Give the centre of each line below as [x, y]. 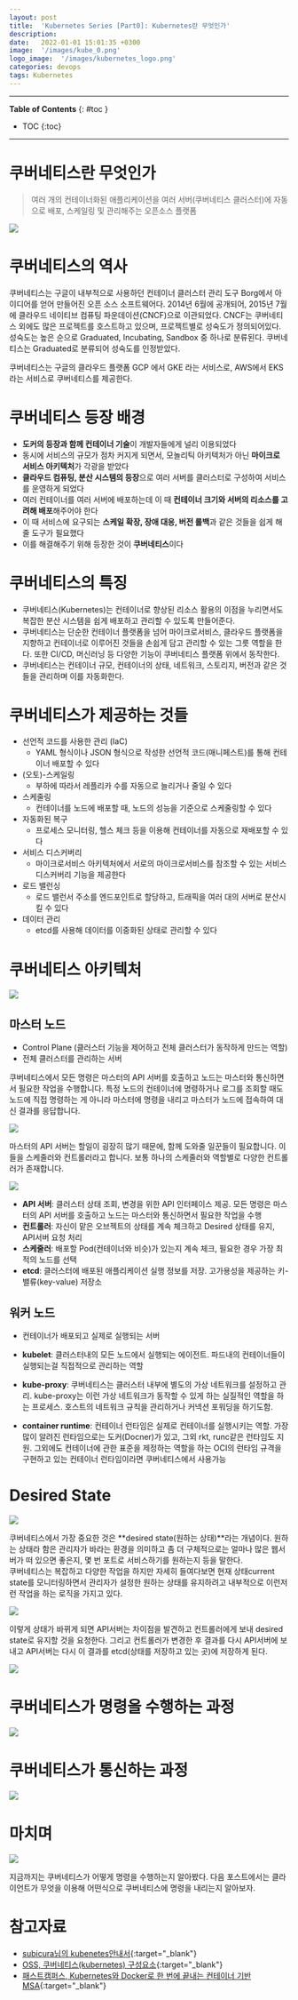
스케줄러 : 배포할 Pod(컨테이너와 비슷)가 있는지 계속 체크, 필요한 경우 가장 [148, 1249]
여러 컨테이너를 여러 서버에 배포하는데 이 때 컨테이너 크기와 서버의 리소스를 [150, 500]
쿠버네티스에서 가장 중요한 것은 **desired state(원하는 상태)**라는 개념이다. [141, 1538]
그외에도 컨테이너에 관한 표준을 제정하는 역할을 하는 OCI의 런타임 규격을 [158, 1448]
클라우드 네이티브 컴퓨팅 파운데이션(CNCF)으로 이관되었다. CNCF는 [135, 315]
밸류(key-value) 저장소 [62, 1282]
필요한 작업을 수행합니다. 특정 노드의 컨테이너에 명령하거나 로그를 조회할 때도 [151, 1089]
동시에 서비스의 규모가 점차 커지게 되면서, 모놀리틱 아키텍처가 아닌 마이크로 [151, 455]
